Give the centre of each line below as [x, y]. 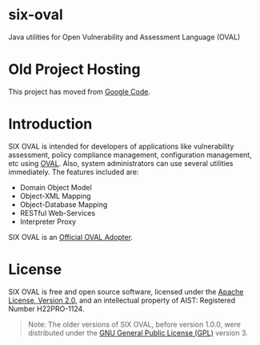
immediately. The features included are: [74, 172]
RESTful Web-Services [58, 213]
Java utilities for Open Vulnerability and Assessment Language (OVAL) [124, 37]
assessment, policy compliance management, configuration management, [130, 155]
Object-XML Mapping [55, 196]
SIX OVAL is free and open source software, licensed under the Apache [126, 291]
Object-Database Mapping [64, 204]
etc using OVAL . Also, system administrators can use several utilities [121, 163]
